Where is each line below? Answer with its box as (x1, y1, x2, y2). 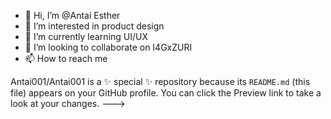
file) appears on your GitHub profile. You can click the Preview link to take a (10, 87, 322, 99)
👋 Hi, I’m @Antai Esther (24, 10, 121, 21)
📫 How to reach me (24, 53, 108, 64)
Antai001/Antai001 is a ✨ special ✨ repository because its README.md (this (10, 76, 311, 87)
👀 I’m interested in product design (24, 20, 165, 32)
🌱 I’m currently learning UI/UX (24, 31, 149, 42)
